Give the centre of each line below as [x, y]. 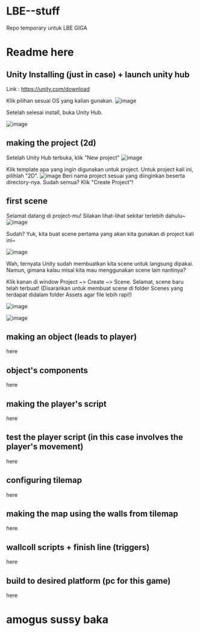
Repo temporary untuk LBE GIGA [47, 28]
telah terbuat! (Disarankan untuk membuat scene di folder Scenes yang [95, 288]
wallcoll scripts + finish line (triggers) [78, 547]
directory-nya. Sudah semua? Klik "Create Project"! [70, 182]
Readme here [40, 52]
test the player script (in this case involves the [95, 437]
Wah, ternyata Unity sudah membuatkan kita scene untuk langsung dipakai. [100, 263]
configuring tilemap [44, 480]
